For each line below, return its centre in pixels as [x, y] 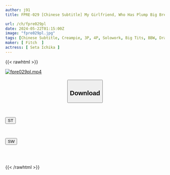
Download [85, 93]
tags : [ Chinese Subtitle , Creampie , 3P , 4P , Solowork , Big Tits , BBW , [81, 38]
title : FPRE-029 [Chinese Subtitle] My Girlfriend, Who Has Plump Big [81, 15]
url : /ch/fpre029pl [26, 24]
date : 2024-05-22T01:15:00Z [35, 28]
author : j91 [18, 10]
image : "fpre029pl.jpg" [30, 33]
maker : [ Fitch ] [25, 43]
